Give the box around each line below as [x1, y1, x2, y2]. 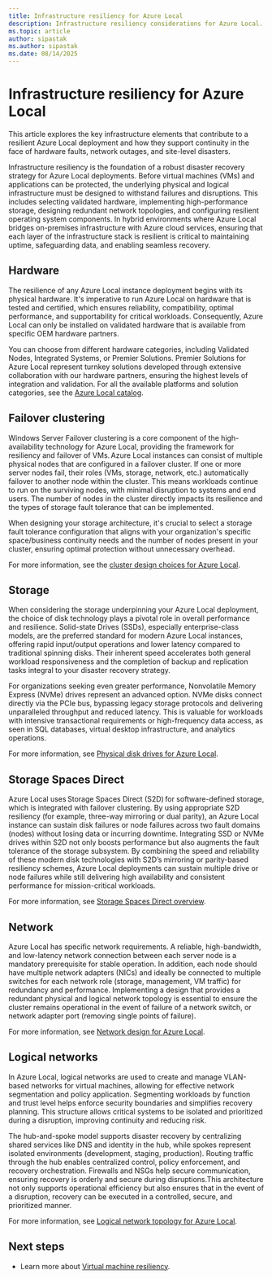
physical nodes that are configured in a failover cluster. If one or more [8, 459, 242, 468]
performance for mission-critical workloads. [8, 881, 156, 890]
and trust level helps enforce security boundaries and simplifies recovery [8, 1097, 253, 1108]
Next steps [8, 1240, 65, 1254]
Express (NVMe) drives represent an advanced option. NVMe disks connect [8, 690, 262, 700]
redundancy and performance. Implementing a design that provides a [8, 985, 241, 995]
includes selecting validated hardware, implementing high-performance [8, 196, 248, 206]
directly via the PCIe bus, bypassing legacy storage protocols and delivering [8, 698, 264, 709]
